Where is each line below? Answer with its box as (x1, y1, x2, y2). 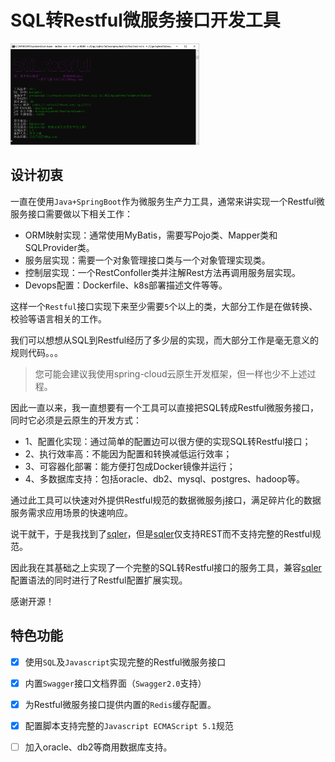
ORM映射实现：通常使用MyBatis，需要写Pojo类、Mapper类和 (24, 229, 278, 241)
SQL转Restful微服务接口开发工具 (10, 9, 281, 32)
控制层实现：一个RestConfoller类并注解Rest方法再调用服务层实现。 (24, 266, 301, 278)
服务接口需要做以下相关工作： (10, 207, 133, 220)
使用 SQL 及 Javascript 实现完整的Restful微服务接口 (24, 656, 227, 668)
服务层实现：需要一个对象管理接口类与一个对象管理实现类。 (24, 254, 271, 266)
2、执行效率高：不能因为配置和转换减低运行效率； (24, 447, 233, 460)
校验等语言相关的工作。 (10, 312, 107, 325)
